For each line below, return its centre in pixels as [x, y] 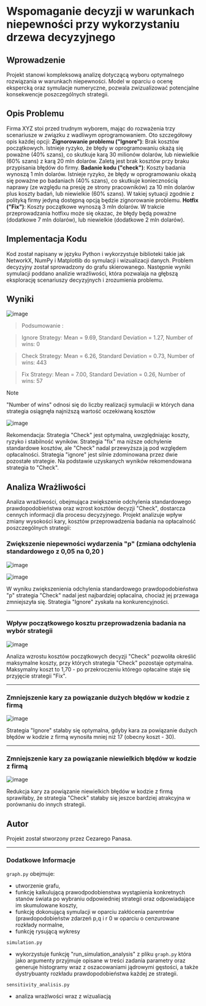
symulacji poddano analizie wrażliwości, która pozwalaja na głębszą [92, 273]
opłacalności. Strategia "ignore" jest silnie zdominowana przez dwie [92, 455]
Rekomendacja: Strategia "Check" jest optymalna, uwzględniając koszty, [98, 435]
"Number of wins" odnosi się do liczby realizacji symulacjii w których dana [100, 405]
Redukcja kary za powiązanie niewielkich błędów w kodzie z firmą [90, 791]
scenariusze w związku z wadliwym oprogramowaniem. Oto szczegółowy [99, 135]
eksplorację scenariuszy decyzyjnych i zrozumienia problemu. [85, 280]
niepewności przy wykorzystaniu [93, 24]
